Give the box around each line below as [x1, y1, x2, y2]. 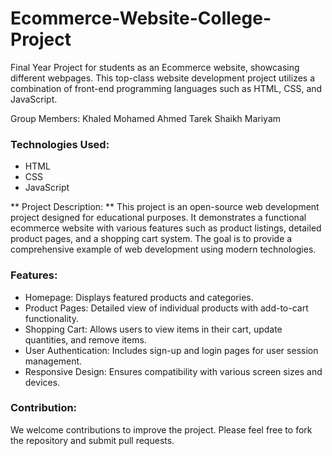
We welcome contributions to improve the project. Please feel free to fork [10, 423, 313, 436]
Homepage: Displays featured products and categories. [24, 291, 254, 303]
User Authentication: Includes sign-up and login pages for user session [24, 344, 319, 356]
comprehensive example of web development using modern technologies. [10, 243, 317, 256]
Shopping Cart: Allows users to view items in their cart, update [24, 323, 283, 335]
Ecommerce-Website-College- [10, 7, 272, 30]
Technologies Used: [10, 137, 110, 151]
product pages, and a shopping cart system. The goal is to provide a [10, 233, 293, 245]
